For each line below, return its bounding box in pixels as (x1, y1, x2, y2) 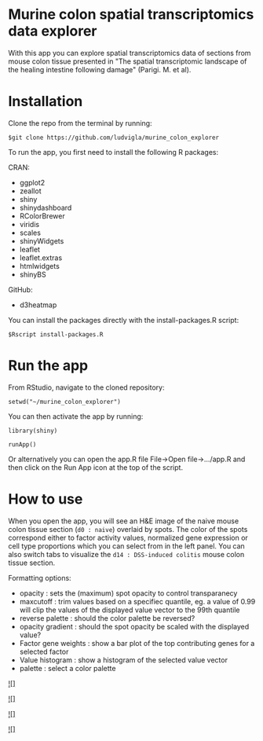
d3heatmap (19, 300, 57, 310)
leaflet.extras (19, 253, 63, 262)
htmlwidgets (19, 261, 60, 270)
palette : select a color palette (19, 663, 116, 673)
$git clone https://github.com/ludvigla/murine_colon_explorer (8, 134, 220, 141)
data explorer (8, 22, 97, 40)
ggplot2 (19, 178, 46, 187)
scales (19, 228, 42, 237)
